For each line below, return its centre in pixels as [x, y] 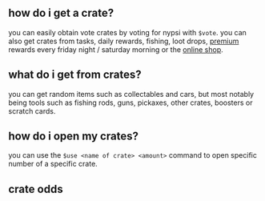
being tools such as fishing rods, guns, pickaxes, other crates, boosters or [130, 103]
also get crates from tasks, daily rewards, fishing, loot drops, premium [124, 41]
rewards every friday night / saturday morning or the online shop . [116, 49]
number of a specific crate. [53, 164]
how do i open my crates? [73, 137]
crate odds [36, 189]
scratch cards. [32, 111]
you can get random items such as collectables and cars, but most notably [131, 94]
